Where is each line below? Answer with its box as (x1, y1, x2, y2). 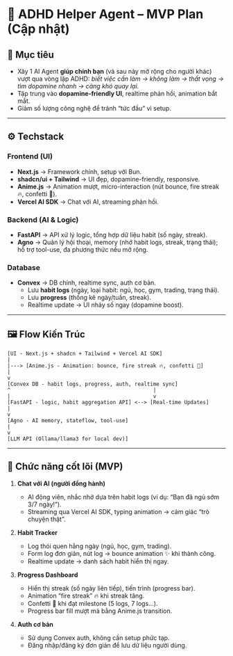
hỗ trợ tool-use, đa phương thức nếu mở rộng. (17, 245, 148, 253)
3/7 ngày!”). (27, 500, 62, 509)
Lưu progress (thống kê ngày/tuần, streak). (27, 294, 151, 302)
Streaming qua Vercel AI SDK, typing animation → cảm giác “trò (27, 507, 210, 515)
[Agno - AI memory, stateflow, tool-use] (7, 417, 129, 424)
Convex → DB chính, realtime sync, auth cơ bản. (17, 278, 156, 287)
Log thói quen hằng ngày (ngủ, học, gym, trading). (27, 542, 172, 550)
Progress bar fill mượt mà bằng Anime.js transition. (27, 607, 173, 615)
